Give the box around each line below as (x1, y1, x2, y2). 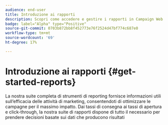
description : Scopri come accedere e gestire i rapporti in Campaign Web (5, 16, 163, 21)
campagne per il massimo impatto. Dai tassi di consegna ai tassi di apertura (5, 103, 162, 109)
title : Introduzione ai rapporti (5, 12, 75, 17)
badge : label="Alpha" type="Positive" (5, 21, 87, 26)
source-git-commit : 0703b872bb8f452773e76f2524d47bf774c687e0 (5, 26, 138, 31)
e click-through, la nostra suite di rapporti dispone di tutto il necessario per (5, 108, 160, 115)
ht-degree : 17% (5, 40, 37, 45)
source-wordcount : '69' (5, 35, 55, 40)
